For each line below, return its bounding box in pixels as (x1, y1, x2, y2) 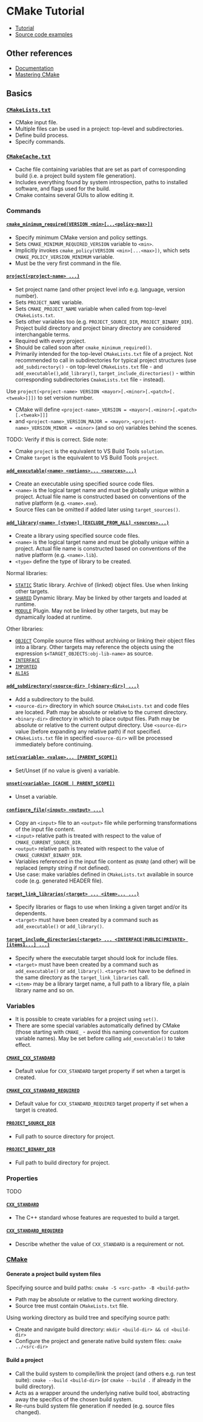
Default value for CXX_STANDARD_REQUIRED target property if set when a (15, 1100, 188, 1107)
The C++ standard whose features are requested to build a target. (15, 1214, 180, 1221)
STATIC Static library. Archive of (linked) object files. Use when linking (15, 581, 188, 589)
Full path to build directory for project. (15, 1159, 110, 1166)
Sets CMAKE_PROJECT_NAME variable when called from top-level (15, 305, 167, 313)
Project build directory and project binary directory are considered (15, 324, 181, 332)
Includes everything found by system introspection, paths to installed (15, 178, 188, 185)
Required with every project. (15, 338, 86, 345)
